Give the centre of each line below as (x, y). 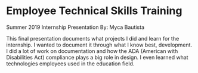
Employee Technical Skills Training (94, 11)
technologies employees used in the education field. (70, 64)
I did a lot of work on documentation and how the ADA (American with (92, 51)
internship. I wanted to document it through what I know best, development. (99, 45)
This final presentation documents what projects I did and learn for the (93, 38)
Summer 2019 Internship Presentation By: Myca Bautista (75, 27)
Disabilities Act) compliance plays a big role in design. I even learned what (98, 57)
